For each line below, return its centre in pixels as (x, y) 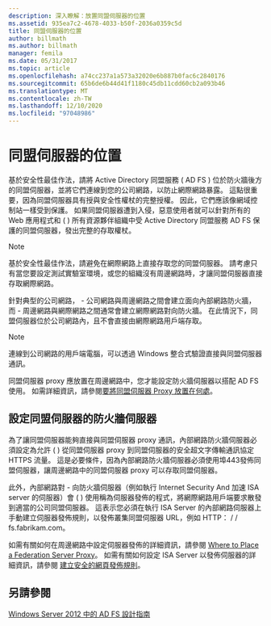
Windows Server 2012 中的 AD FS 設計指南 (79, 614)
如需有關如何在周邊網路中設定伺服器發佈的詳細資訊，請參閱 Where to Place (134, 544)
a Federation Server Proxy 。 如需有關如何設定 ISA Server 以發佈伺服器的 (129, 555)
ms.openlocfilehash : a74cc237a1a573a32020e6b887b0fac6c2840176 (117, 76)
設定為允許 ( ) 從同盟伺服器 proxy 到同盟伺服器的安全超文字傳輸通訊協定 (135, 450)
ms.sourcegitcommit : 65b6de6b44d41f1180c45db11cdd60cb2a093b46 (117, 83)
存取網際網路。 (33, 283)
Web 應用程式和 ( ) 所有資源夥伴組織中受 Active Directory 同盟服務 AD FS (130, 220)
